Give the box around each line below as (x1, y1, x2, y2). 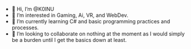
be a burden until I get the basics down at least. (11, 37, 127, 43)
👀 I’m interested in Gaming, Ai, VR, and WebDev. (11, 12, 129, 19)
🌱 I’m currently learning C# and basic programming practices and (11, 18, 170, 24)
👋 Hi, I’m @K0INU (11, 6, 55, 12)
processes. (11, 24, 39, 31)
